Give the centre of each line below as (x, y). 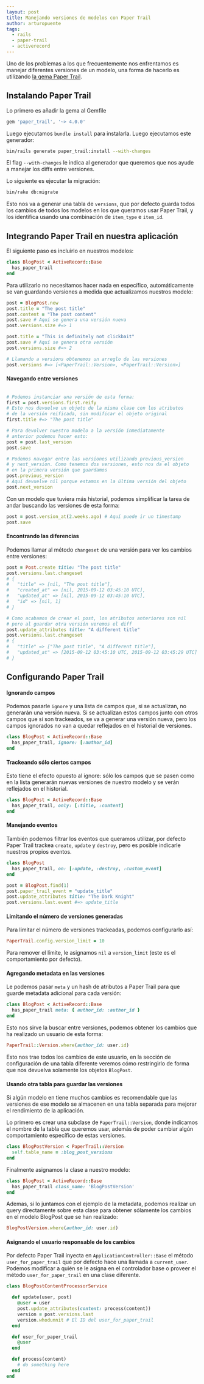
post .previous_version (35, 476)
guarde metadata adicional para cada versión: (64, 993)
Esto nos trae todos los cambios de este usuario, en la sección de (89, 1057)
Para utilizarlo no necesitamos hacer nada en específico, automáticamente (100, 285)
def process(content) (39, 1359)
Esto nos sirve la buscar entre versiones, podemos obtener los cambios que (102, 1027)
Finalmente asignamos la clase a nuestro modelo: (68, 1169)
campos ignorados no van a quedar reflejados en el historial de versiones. (99, 726)
